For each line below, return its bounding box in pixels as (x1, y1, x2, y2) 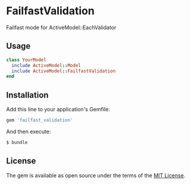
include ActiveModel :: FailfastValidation (11, 68, 116, 74)
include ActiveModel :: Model (11, 62, 82, 68)
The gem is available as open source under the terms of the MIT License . (6, 171, 186, 179)
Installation (6, 90, 49, 100)
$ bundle (6, 139, 28, 145)
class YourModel (6, 57, 46, 63)
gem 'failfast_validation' (6, 117, 73, 123)
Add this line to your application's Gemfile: (6, 106, 110, 113)
